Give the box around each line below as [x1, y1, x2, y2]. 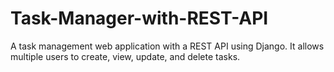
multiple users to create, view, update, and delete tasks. [10, 50, 241, 62]
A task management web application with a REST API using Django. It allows [10, 40, 325, 52]
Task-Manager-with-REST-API [10, 7, 269, 30]
